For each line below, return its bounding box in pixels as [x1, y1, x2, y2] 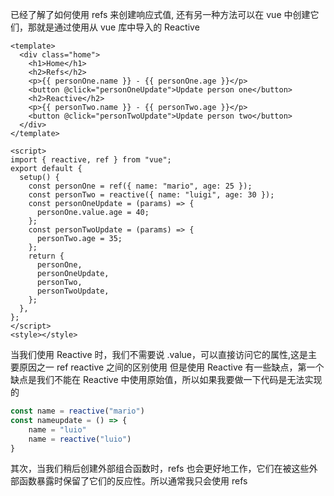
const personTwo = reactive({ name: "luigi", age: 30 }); [28, 190, 275, 200]
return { [28, 251, 65, 261]
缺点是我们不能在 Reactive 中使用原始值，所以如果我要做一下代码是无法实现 [10, 374, 323, 385]
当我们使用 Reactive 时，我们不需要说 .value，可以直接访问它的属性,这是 [10, 349, 309, 360]
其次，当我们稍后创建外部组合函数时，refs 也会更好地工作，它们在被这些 [10, 463, 310, 475]
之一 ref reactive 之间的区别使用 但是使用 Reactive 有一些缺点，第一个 [36, 361, 325, 373]
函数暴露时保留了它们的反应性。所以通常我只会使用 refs [18, 475, 248, 487]
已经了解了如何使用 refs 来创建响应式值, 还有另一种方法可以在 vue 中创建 [10, 9, 311, 20]
